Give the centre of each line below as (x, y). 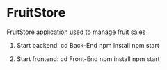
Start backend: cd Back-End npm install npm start (88, 45)
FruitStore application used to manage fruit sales (76, 32)
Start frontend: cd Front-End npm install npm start (88, 59)
